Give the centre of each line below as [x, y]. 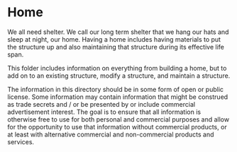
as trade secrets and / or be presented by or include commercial [101, 104]
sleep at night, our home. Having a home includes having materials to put [114, 39]
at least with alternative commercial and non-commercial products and [111, 134]
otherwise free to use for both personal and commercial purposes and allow [118, 119]
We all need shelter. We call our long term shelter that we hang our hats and [118, 32]
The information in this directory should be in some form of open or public [116, 89]
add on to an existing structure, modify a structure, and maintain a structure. [119, 76]
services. [21, 141]
